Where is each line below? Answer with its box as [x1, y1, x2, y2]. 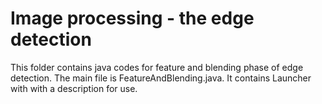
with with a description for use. [10, 82, 138, 94]
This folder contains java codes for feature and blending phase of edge [10, 61, 304, 73]
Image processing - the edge [10, 7, 255, 30]
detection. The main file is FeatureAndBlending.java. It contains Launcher [10, 72, 312, 84]
